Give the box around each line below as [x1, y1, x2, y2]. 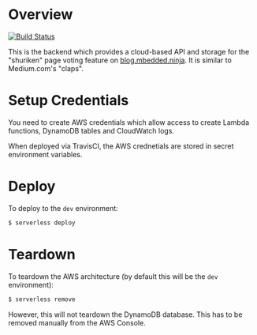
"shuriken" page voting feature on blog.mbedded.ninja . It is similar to [8, 55, 233, 65]
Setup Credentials [8, 92, 129, 110]
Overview [8, 6, 73, 24]
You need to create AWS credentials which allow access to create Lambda [8, 117, 250, 127]
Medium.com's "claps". [8, 63, 84, 73]
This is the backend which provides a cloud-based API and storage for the [8, 47, 250, 56]
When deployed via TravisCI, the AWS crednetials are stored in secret [8, 141, 234, 151]
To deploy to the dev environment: [8, 203, 118, 213]
